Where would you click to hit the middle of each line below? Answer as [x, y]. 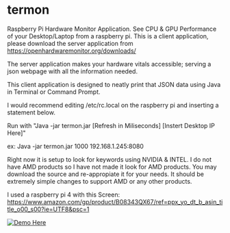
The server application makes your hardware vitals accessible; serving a [109, 64]
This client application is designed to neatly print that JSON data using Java [114, 84]
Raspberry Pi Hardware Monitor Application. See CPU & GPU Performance [112, 29]
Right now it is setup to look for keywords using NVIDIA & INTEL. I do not [110, 159]
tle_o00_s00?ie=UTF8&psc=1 [48, 209]
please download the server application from [70, 43]
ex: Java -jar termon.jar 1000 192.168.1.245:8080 [75, 146]
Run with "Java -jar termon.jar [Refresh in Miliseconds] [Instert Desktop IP [111, 125]
